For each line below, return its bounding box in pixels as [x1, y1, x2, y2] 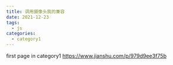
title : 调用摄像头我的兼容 [6, 8, 65, 15]
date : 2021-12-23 [6, 14, 49, 20]
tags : [6, 19, 20, 25]
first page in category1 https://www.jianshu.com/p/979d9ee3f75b [6, 53, 167, 59]
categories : [6, 31, 36, 37]
